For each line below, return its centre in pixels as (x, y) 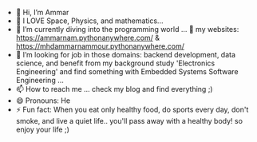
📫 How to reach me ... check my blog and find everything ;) (114, 89)
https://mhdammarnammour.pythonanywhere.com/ (100, 46)
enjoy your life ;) (43, 129)
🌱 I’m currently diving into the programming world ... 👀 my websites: (127, 29)
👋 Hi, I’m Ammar (42, 12)
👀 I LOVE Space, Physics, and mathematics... (89, 21)
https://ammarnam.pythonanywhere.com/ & (87, 37)
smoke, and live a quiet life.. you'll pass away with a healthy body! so (129, 121)
